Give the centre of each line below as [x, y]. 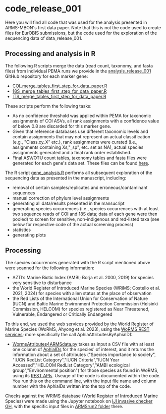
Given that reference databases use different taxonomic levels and [80, 131]
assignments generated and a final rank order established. [72, 152]
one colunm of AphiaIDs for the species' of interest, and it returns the [83, 349]
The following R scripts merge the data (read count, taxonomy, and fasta [79, 65]
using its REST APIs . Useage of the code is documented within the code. [86, 375]
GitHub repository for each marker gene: [47, 76]
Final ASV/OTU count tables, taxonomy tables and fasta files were [80, 158]
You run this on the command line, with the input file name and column [84, 381]
